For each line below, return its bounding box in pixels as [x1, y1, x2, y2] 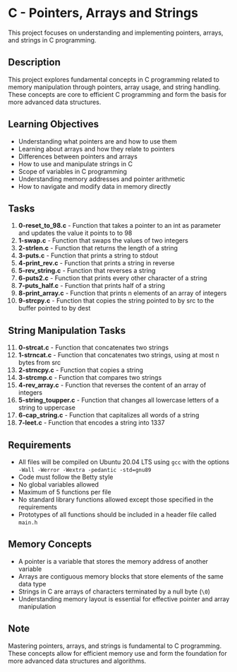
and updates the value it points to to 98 [18, 228, 133, 238]
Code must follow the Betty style [18, 473, 114, 481]
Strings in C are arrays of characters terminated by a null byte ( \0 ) [18, 587, 211, 596]
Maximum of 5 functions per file [18, 488, 111, 496]
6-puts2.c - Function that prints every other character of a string [18, 274, 207, 282]
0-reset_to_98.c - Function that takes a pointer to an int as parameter [18, 221, 221, 230]
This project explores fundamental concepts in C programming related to [8, 75, 219, 83]
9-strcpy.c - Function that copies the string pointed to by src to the [18, 296, 214, 305]
